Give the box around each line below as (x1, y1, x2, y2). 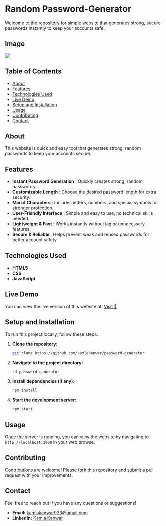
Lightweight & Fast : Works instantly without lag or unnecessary (12, 221, 145, 227)
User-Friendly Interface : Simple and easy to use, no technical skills (12, 210, 153, 216)
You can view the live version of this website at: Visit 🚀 (5, 303, 117, 309)
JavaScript (12, 276, 36, 281)
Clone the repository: (12, 341, 58, 347)
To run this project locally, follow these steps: (5, 331, 98, 337)
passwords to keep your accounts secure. (5, 151, 91, 157)
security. (12, 194, 31, 200)
